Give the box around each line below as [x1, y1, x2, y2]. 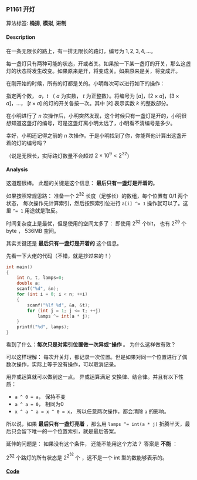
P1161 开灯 [6, 5, 35, 13]
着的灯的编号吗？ [6, 139, 47, 146]
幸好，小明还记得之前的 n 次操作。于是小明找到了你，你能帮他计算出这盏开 [6, 132, 187, 139]
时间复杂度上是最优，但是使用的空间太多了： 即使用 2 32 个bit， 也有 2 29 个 [6, 219, 186, 227]
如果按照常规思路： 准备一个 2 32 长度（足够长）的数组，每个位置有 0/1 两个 [6, 191, 189, 199]
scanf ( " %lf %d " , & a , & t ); [27, 302, 91, 308]
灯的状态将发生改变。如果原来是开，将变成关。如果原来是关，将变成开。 [6, 67, 181, 74]
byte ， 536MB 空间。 [6, 227, 60, 234]
